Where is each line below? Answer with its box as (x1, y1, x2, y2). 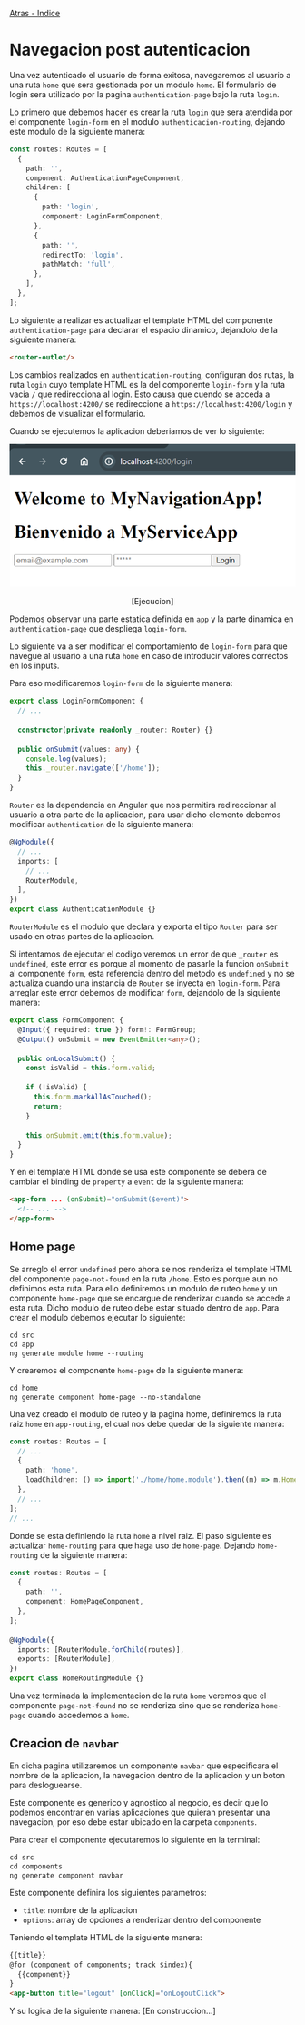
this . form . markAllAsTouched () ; (33, 1092, 152, 1102)
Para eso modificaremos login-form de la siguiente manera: (9, 678, 233, 689)
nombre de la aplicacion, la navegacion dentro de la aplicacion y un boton (9, 1769, 286, 1780)
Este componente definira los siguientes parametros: (9, 1887, 207, 1898)
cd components (9, 1861, 64, 1871)
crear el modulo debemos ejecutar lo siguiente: (9, 1311, 186, 1322)
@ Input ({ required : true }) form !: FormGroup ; (17, 1025, 197, 1034)
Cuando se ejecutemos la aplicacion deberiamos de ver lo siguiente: (9, 425, 265, 436)
